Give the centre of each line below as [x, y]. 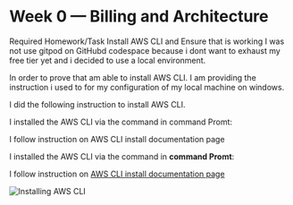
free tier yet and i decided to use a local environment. [108, 60]
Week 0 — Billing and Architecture [139, 17]
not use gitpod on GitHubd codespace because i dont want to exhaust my [145, 50]
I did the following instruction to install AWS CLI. [97, 104]
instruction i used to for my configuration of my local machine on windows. [147, 87]
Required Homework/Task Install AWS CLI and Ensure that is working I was [147, 41]
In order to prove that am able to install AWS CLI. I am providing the [133, 77]
